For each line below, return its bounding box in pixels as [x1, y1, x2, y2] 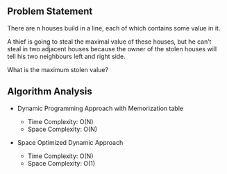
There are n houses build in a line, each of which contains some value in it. [7, 24, 221, 32]
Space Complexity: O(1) [27, 159, 96, 167]
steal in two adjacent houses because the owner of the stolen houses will [7, 44, 217, 53]
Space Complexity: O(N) [27, 125, 98, 133]
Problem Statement [7, 6, 93, 17]
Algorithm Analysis [7, 86, 92, 98]
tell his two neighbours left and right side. [7, 52, 126, 60]
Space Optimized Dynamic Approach [17, 138, 124, 146]
